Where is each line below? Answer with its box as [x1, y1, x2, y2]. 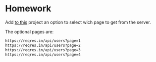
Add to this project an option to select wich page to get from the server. [5, 19, 151, 25]
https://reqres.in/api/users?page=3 [5, 47, 81, 52]
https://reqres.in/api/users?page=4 [5, 52, 81, 57]
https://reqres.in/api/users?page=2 [5, 43, 81, 48]
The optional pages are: [5, 29, 53, 34]
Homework [5, 3, 52, 14]
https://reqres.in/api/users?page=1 [5, 38, 81, 43]
